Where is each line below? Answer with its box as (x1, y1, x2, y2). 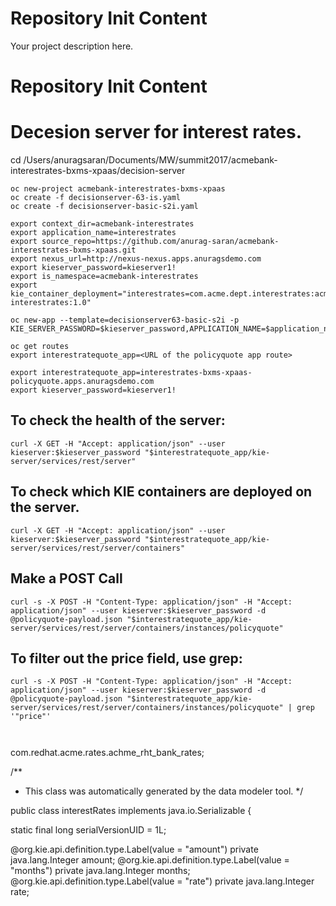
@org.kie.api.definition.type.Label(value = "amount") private (10, 843, 259, 856)
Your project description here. (10, 40, 134, 52)
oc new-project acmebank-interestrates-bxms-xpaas (10, 184, 226, 194)
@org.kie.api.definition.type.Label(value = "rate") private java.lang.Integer (10, 875, 315, 887)
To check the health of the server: (10, 412, 226, 429)
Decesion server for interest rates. (10, 121, 303, 144)
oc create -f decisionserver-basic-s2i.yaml (10, 202, 199, 212)
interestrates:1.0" (10, 298, 92, 308)
